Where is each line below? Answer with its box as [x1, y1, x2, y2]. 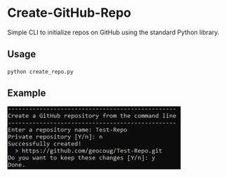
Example [7, 87, 46, 99]
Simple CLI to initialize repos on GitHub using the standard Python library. [7, 28, 220, 36]
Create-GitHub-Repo [7, 5, 131, 21]
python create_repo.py [7, 68, 74, 75]
